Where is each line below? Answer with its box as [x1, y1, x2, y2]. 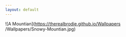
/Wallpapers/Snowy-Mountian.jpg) [5, 26, 76, 32]
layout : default [5, 7, 39, 12]
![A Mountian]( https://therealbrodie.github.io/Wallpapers [5, 21, 121, 27]
